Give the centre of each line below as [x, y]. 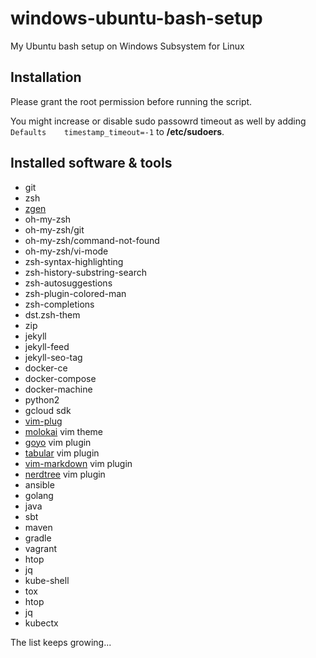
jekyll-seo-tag [53, 357]
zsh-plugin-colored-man [75, 293]
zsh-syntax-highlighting [74, 261]
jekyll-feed [47, 346]
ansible [39, 484]
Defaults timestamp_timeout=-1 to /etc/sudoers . [117, 131]
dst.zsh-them [52, 314]
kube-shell [47, 580]
